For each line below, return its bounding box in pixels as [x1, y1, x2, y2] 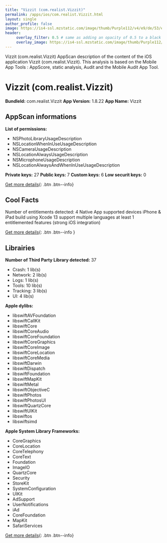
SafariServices [12, 523, 43, 529]
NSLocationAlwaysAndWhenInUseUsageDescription [12, 162, 120, 168]
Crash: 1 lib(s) [12, 267, 41, 272]
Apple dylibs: [5, 303, 33, 309]
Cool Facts [5, 196, 39, 204]
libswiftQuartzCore [12, 403, 51, 409]
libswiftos [12, 413, 32, 419]
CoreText [12, 454, 31, 460]
